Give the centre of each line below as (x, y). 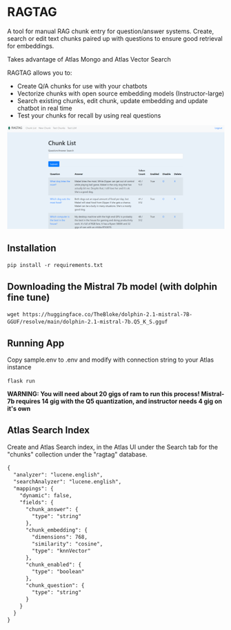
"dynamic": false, (46, 495)
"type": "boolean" (58, 571)
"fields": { (37, 502)
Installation (32, 249)
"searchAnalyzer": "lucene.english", (68, 481)
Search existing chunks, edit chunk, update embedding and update (112, 100)
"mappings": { (33, 488)
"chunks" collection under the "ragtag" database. (77, 454)
